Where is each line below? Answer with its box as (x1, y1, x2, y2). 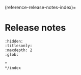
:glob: (5, 52, 19, 57)
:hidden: (5, 39, 23, 44)
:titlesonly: (5, 43, 33, 48)
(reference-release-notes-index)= (5, 5, 76, 10)
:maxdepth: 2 (5, 48, 33, 53)
